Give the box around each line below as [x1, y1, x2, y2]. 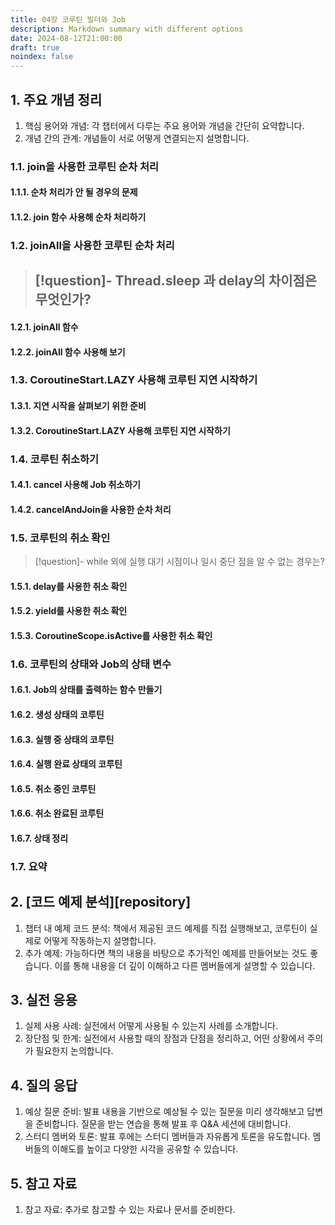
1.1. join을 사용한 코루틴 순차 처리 [10, 159, 160, 173]
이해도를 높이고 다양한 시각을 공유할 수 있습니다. [51, 1143, 239, 1155]
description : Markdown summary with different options [10, 24, 244, 34]
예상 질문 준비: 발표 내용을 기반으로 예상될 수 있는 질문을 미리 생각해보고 [24, 1106, 305, 1118]
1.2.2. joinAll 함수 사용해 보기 [10, 346, 126, 358]
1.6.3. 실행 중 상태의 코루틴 [10, 733, 115, 745]
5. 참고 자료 [10, 1175, 78, 1192]
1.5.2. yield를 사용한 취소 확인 [10, 605, 128, 617]
